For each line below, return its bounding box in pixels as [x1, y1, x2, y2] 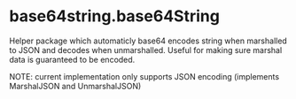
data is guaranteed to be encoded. [9, 54, 136, 65]
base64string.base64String [9, 6, 220, 27]
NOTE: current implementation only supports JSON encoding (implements [9, 71, 280, 81]
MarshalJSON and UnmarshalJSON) [9, 80, 142, 91]
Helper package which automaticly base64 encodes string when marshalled [9, 35, 288, 46]
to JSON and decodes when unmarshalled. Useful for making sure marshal [9, 44, 283, 55]
